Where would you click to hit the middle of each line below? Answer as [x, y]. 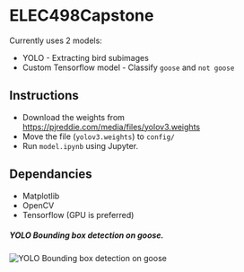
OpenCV [38, 205]
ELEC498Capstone [82, 16]
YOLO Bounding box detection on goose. [87, 235]
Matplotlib [41, 196]
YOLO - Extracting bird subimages [86, 57]
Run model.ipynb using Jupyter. [80, 145]
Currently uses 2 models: [56, 40]
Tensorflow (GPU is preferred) [78, 215]
